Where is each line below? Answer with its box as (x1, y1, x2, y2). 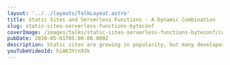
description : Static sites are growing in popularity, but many (7, 41, 194, 48)
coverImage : (7, 28, 41, 36)
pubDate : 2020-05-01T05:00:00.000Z (7, 35, 109, 42)
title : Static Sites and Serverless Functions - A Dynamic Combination (7, 16, 216, 23)
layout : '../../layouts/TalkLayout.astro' (7, 9, 130, 17)
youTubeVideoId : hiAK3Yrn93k (7, 48, 90, 55)
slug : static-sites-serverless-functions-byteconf (7, 22, 155, 29)
